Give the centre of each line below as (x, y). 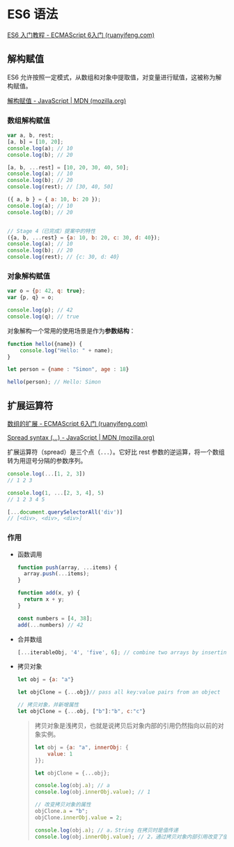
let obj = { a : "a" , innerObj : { (81, 747)
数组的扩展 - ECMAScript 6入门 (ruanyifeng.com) (78, 424)
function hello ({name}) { (45, 344)
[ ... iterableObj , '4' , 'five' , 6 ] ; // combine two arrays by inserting (123, 653)
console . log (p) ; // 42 (40, 310)
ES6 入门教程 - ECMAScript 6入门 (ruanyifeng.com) (81, 35)
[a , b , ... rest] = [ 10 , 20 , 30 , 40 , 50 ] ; (68, 167)
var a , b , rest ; (31, 136)
